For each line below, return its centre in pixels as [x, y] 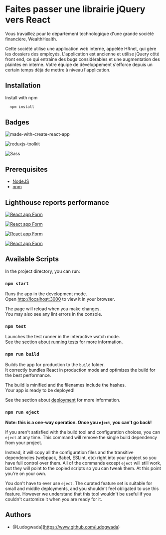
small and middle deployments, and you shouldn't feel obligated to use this [82, 489]
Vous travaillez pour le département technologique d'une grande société [80, 33]
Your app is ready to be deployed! [40, 390]
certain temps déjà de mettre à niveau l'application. [58, 70]
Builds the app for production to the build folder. [55, 364]
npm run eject [22, 412]
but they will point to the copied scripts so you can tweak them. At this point [83, 469]
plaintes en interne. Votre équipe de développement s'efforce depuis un [79, 64]
